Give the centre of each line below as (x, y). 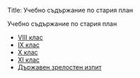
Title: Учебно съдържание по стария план (70, 10)
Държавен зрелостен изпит (59, 67)
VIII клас (30, 37)
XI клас (29, 60)
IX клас (29, 45)
